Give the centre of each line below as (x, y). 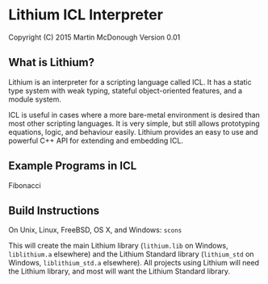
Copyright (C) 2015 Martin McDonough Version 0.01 (94, 37)
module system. (35, 99)
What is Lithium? (52, 63)
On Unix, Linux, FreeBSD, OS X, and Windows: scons (95, 230)
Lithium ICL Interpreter (86, 15)
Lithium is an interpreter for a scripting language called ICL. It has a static (130, 81)
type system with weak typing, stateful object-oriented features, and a (126, 90)
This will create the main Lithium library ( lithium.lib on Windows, (118, 246)
